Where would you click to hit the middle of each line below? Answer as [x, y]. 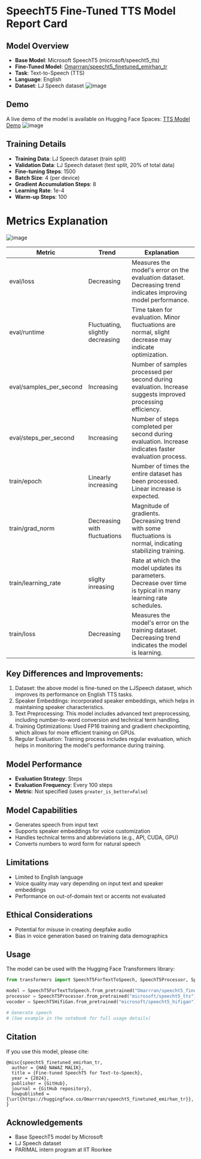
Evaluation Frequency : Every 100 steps [64, 785]
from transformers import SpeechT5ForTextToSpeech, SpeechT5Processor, [97, 980]
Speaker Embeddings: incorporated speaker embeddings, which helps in [104, 701]
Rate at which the [156, 560]
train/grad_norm [32, 528]
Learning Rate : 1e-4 [39, 190]
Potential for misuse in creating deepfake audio [73, 929]
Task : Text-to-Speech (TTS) [50, 73]
